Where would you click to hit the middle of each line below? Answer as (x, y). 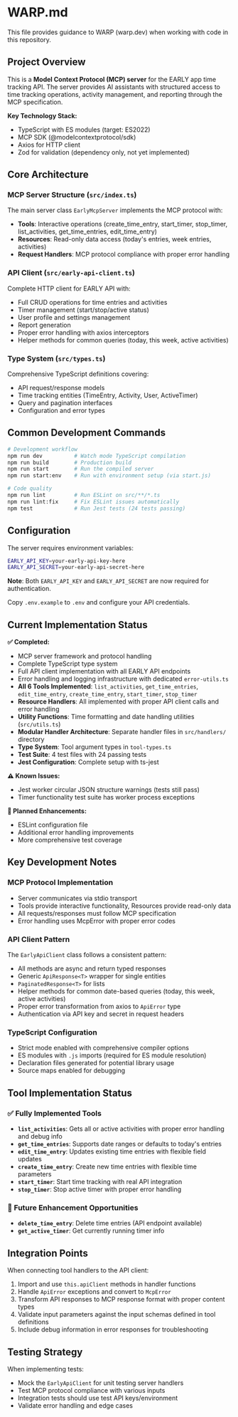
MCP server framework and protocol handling (85, 657)
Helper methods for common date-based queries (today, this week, (116, 991)
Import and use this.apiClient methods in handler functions (107, 1284)
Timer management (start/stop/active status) (83, 310)
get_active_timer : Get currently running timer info (91, 1231)
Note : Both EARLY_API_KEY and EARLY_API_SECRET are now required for (108, 581)
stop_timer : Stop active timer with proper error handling (99, 1189)
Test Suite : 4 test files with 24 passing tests (82, 755)
